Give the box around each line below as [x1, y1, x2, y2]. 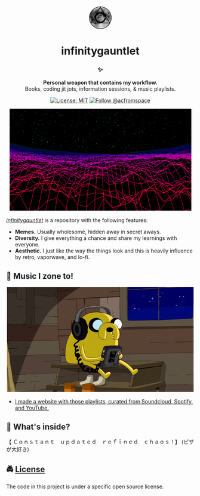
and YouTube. [14, 404, 49, 412]
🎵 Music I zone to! [6, 271, 73, 281]
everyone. [14, 241, 40, 248]
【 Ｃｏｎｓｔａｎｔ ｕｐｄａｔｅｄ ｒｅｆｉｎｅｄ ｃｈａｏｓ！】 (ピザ [6, 438, 194, 445]
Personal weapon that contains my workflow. [42, 79, 158, 87]
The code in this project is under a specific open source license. [6, 483, 164, 490]
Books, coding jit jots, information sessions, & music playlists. [24, 85, 176, 93]
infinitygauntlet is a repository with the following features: [6, 217, 148, 224]
